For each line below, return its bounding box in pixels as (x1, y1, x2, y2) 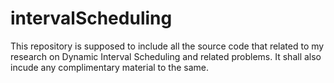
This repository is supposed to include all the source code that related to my (10, 40, 325, 52)
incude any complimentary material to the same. (10, 61, 210, 73)
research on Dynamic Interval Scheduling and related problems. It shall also (10, 50, 322, 62)
